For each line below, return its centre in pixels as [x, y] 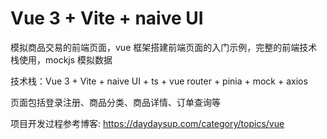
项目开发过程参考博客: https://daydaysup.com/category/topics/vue [147, 123]
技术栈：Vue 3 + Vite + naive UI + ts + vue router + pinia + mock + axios [159, 81]
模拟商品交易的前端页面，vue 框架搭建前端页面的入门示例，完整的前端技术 [164, 47]
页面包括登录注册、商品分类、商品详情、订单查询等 [115, 102]
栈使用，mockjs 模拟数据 [61, 59]
